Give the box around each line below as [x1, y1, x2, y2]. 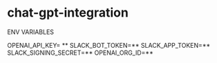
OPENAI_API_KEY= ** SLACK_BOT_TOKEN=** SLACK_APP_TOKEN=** [7, 41, 211, 49]
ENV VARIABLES [7, 28, 54, 36]
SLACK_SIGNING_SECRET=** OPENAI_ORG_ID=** [7, 48, 153, 57]
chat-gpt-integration [7, 5, 129, 21]
